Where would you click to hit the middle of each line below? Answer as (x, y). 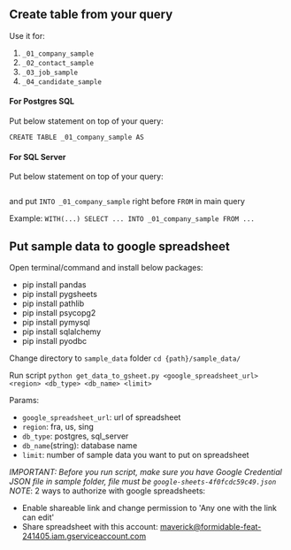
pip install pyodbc (54, 341)
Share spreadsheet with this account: (90, 527)
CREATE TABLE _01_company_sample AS (77, 137)
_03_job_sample (50, 73)
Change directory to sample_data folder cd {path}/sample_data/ (125, 358)
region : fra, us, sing (58, 427)
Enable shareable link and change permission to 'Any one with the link (149, 508)
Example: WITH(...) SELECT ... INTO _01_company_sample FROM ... (132, 218)
